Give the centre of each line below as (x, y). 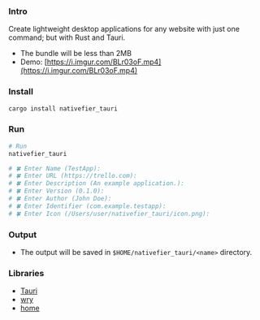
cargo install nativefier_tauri (63, 108)
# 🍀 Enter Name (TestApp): (55, 168)
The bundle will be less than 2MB (76, 54)
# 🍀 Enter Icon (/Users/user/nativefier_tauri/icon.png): (109, 214)
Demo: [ (33, 62)
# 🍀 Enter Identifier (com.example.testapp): (87, 206)
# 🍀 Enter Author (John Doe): (60, 199)
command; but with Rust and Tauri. (67, 37)
